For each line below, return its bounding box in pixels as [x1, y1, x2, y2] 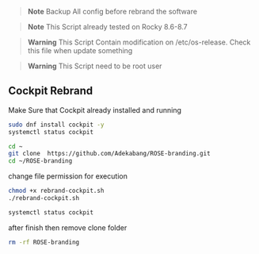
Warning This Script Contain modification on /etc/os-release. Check [27, 37, 251, 47]
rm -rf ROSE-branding [8, 238, 80, 246]
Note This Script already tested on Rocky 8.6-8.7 [27, 22, 188, 31]
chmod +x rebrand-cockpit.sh [8, 187, 105, 195]
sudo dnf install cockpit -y [8, 121, 105, 129]
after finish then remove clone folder [8, 222, 128, 233]
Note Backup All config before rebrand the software [27, 7, 198, 16]
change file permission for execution [8, 171, 128, 181]
